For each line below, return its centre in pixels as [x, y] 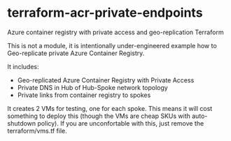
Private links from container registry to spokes [84, 95]
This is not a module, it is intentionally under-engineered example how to [112, 45]
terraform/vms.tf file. [37, 131]
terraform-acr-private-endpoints [105, 13]
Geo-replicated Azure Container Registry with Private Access [106, 80]
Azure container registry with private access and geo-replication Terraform [115, 32]
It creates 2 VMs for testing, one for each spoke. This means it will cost [110, 108]
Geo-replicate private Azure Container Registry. [76, 53]
